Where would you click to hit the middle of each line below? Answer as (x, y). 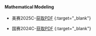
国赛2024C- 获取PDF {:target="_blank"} (51, 29)
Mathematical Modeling (29, 7)
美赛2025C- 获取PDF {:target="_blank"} (51, 18)
